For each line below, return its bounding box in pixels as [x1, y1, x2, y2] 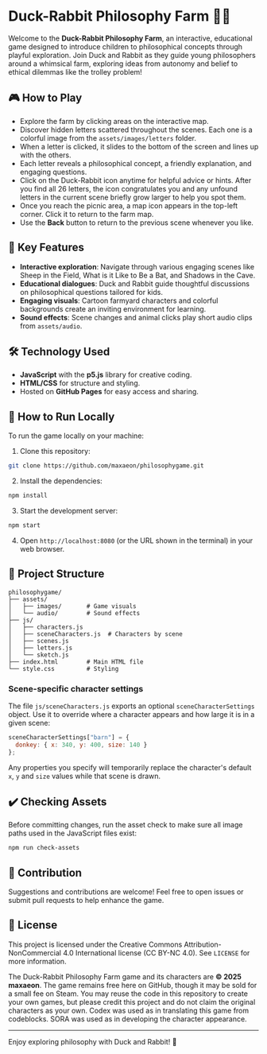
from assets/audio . [19, 321, 83, 331]
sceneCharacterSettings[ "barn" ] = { [8, 733, 130, 742]
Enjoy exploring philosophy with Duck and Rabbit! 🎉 [8, 1037, 177, 1046]
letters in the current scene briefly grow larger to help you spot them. [19, 192, 246, 202]
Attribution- [184, 940, 222, 949]
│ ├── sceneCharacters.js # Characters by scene [8, 630, 183, 638]
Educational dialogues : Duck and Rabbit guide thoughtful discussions [19, 278, 250, 289]
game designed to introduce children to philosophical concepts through [8, 41, 243, 51]
